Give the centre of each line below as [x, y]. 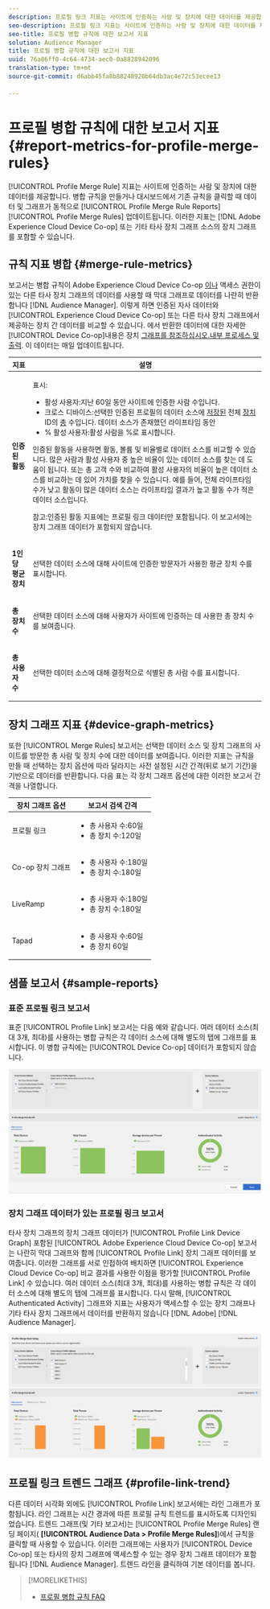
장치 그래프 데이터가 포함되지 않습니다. [92, 527]
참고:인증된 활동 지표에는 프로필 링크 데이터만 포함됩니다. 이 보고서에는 [143, 517]
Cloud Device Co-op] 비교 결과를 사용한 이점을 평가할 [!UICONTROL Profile [129, 1273]
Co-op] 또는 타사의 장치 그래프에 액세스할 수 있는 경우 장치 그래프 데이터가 [125, 1554]
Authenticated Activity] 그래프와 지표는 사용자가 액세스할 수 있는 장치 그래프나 [132, 1302]
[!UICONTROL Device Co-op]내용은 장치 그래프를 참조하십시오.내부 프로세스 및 [134, 335]
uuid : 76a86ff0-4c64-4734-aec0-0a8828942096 [84, 60]
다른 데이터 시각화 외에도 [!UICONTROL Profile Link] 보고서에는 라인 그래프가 [131, 1504]
